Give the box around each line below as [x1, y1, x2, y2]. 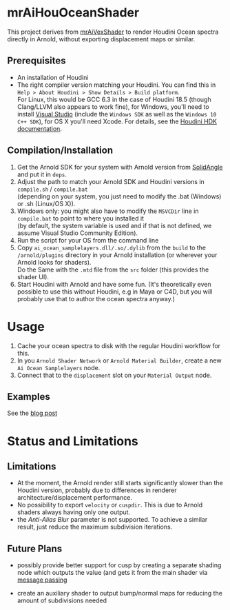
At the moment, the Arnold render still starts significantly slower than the [17, 479, 224, 487]
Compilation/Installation [7, 145, 114, 156]
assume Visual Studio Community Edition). [17, 229, 138, 237]
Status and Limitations [7, 433, 139, 449]
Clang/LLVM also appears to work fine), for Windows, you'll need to [17, 102, 209, 111]
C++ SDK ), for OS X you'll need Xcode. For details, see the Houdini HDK [17, 117, 217, 125]
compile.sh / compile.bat [17, 185, 88, 193]
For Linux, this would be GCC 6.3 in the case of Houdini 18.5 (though [17, 95, 211, 103]
